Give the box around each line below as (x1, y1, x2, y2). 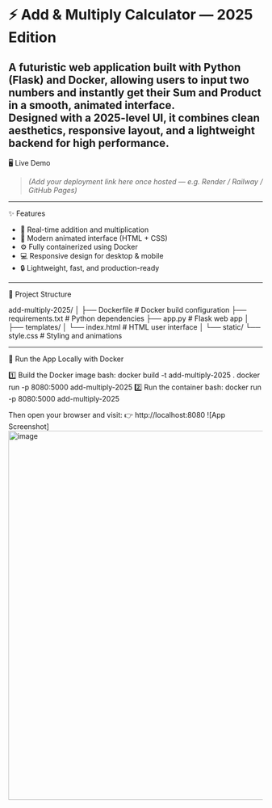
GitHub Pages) (27, 186, 78, 195)
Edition (8, 28, 56, 47)
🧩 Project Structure (8, 289, 72, 299)
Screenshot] (8, 422, 50, 431)
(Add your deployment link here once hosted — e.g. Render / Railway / (27, 177, 263, 186)
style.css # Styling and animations (8, 331, 123, 340)
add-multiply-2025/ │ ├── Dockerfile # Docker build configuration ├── (8, 305, 247, 314)
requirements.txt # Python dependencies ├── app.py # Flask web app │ (8, 314, 249, 323)
